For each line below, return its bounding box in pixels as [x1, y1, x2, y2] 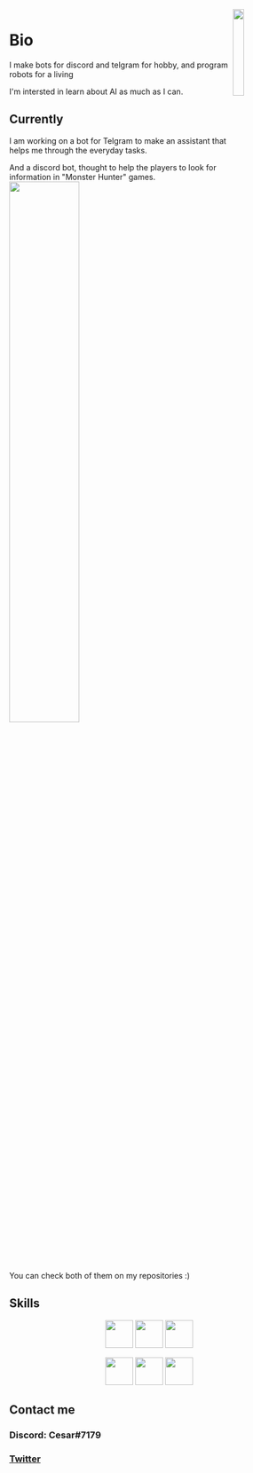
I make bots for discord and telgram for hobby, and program [9, 59, 229, 70]
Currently [9, 112, 64, 127]
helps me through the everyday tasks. [9, 145, 148, 155]
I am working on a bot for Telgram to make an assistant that [9, 135, 226, 146]
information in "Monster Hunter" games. [9, 171, 156, 182]
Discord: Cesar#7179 [9, 1429, 102, 1441]
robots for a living [9, 68, 74, 79]
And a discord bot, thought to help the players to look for [9, 161, 217, 172]
